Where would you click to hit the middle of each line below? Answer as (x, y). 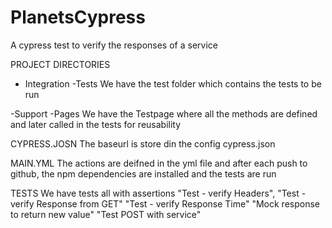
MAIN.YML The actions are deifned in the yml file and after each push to (159, 163)
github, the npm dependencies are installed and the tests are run (143, 173)
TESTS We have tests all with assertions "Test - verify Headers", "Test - (158, 193)
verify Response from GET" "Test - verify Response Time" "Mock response (165, 203)
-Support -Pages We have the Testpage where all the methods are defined (164, 113)
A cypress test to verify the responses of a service (114, 45)
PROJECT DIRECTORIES (60, 64)
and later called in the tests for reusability (96, 124)
